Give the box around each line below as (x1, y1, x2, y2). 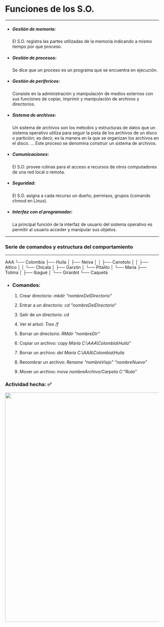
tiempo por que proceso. (12, 43, 62, 49)
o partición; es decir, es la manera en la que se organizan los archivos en (12, 135, 159, 141)
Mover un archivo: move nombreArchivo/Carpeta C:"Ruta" (19, 369, 137, 375)
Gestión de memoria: (12, 26, 56, 32)
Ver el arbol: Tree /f (19, 321, 59, 327)
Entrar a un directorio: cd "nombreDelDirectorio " (19, 302, 117, 308)
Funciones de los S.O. (5, 3, 95, 15)
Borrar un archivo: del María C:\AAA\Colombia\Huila (19, 350, 124, 356)
